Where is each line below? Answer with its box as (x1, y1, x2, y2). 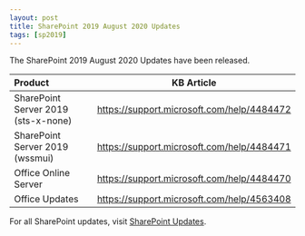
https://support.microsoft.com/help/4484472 (96, 103, 291, 116)
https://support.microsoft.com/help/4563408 (96, 192, 291, 205)
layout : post (9, 13, 59, 23)
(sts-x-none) (14, 114, 73, 127)
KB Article (171, 76, 217, 89)
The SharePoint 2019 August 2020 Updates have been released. (9, 55, 251, 66)
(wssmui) (14, 152, 54, 164)
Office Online (14, 167, 71, 180)
